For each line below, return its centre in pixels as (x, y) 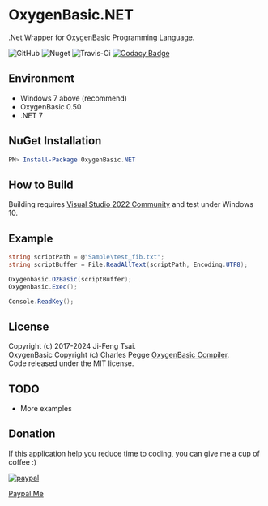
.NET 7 (31, 115)
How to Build (41, 184)
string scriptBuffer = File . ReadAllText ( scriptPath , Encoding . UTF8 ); (128, 264)
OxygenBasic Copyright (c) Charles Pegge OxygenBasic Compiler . (119, 355)
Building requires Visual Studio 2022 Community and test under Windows (131, 204)
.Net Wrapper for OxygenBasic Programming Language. (102, 37)
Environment (42, 79)
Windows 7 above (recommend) (74, 98)
